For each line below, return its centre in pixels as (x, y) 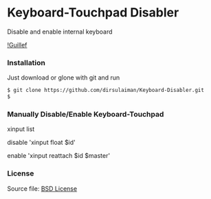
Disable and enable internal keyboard (60, 32)
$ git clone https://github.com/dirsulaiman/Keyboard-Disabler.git (106, 91)
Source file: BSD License (42, 188)
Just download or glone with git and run (64, 78)
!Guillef (17, 45)
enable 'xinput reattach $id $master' (59, 156)
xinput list (21, 129)
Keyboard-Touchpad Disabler (93, 13)
